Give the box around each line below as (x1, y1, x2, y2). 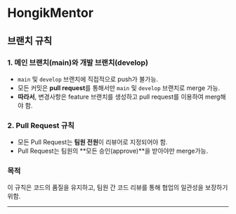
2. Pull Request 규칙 (7, 120, 75, 130)
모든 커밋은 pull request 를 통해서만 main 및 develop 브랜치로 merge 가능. (17, 83, 221, 92)
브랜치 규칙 (7, 34, 53, 46)
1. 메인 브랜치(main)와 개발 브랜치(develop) (7, 58, 149, 68)
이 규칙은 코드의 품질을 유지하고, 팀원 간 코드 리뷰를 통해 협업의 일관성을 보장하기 (7, 183, 228, 191)
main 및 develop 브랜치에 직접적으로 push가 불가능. (17, 75, 159, 83)
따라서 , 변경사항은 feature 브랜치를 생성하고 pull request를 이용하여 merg (17, 92, 221, 101)
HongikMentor (7, 5, 93, 21)
